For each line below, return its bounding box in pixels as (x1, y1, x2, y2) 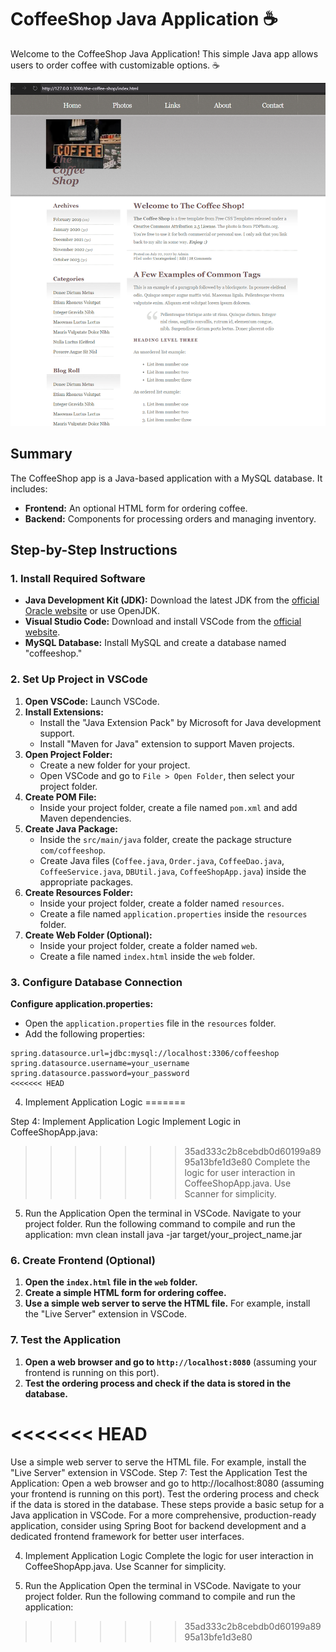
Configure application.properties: (10, 998, 154, 1010)
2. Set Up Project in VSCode (10, 672, 148, 686)
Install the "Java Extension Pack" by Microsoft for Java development (39, 716, 322, 728)
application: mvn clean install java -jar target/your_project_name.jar (24, 1229, 303, 1241)
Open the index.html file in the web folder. (24, 1276, 198, 1288)
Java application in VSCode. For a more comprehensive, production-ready (10, 1509, 317, 1521)
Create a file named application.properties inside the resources (39, 907, 308, 920)
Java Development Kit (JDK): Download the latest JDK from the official (24, 594, 320, 606)
